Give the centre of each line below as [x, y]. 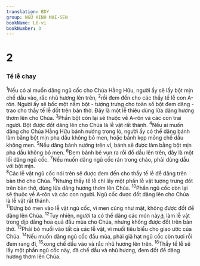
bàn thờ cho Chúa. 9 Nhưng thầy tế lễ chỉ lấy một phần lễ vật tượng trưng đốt [100, 180]
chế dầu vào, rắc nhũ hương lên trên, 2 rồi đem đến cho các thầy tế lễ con [96, 97]
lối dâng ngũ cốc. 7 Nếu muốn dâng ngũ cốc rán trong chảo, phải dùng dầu [98, 159]
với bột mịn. [21, 166]
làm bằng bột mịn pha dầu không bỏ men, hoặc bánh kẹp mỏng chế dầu [95, 138]
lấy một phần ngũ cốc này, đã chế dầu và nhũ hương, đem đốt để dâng [93, 250]
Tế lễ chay [21, 76]
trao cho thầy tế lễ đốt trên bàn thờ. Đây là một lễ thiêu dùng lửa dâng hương [100, 110]
